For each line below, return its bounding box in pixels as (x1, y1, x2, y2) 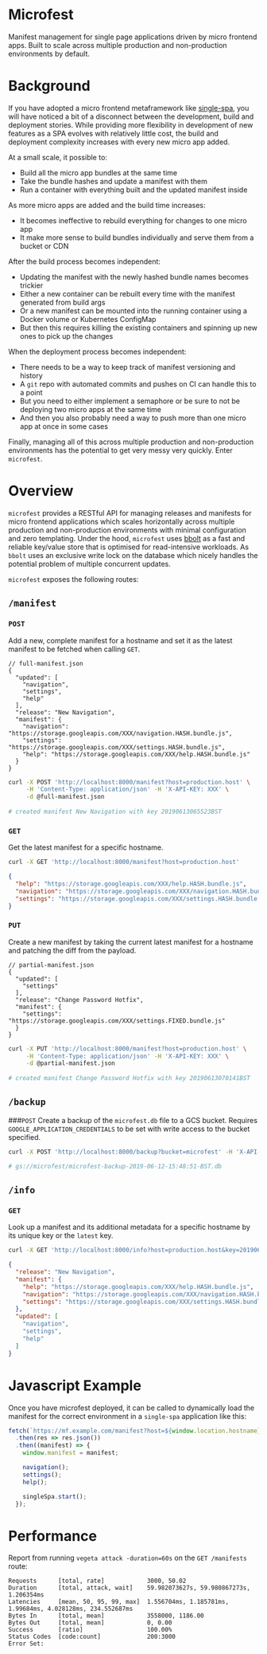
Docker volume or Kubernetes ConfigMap (19, 314, 157, 324)
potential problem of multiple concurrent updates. (8, 559, 171, 568)
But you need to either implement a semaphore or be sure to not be (19, 396, 241, 406)
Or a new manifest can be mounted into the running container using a (19, 305, 248, 316)
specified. (8, 1132, 41, 1141)
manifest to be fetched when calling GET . (8, 644, 141, 654)
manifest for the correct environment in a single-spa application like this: (8, 1411, 247, 1420)
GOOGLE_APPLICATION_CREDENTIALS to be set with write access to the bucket (8, 1124, 250, 1133)
